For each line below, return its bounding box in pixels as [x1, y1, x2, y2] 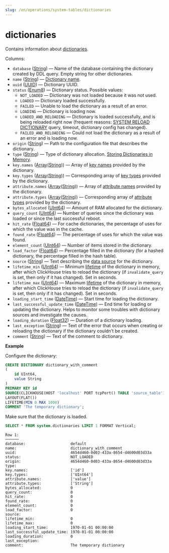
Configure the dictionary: [5, 352, 57, 358]
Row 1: [5, 433, 19, 438]
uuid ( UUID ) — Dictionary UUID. [12, 81, 79, 87]
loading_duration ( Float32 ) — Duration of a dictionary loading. [12, 317, 142, 323]
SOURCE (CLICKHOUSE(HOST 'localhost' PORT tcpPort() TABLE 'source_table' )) [5, 390, 167, 396]
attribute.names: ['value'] [5, 477, 92, 482]
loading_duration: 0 [5, 534, 73, 539]
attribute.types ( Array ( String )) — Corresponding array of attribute [12, 194, 152, 200]
